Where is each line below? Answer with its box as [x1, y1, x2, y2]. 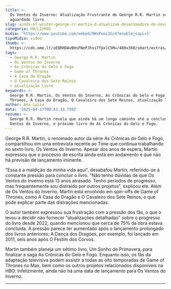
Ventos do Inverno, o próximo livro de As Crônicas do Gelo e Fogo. [10, 121, 158, 126]
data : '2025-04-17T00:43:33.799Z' [5, 107, 79, 112]
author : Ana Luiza [5, 102, 44, 108]
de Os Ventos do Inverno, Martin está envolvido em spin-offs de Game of [5, 188, 159, 194]
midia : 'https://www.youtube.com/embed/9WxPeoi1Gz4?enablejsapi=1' [5, 31, 152, 36]
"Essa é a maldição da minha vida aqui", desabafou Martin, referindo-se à [5, 167, 160, 173]
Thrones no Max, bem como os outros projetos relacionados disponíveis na [5, 262, 163, 268]
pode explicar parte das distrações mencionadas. [5, 199, 109, 205]
